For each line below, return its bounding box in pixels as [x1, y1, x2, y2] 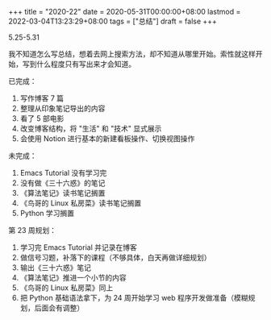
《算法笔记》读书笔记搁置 [19, 189, 106, 197]
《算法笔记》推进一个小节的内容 [19, 273, 127, 282]
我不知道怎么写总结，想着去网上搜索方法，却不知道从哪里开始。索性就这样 [8, 49, 256, 59]
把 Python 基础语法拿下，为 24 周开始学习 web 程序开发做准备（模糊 [19, 293, 248, 302]
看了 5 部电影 [19, 114, 65, 123]
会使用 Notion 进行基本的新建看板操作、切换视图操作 [19, 134, 195, 143]
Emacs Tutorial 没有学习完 [19, 168, 107, 177]
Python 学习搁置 [19, 209, 75, 218]
